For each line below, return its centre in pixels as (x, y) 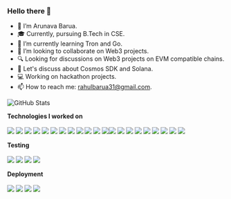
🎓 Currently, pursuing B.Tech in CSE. (71, 34)
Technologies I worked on (45, 116)
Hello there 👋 (29, 11)
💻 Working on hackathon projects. (67, 77)
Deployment (25, 174)
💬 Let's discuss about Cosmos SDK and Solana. (85, 69)
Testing (18, 145)
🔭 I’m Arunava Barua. (47, 26)
